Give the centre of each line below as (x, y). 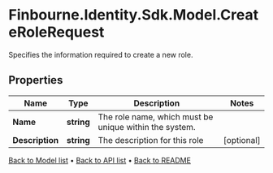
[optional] (242, 140)
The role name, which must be (156, 117)
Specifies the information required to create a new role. (101, 54)
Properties (36, 80)
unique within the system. (147, 127)
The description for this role (151, 140)
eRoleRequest (56, 32)
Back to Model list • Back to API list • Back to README (100, 160)
